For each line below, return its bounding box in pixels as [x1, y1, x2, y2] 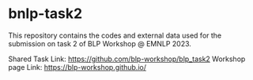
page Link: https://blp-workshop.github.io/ [8, 62, 146, 71]
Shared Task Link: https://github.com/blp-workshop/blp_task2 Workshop [8, 54, 246, 64]
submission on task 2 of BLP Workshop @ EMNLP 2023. [8, 38, 192, 48]
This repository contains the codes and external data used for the [8, 31, 222, 40]
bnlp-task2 [8, 5, 83, 23]
